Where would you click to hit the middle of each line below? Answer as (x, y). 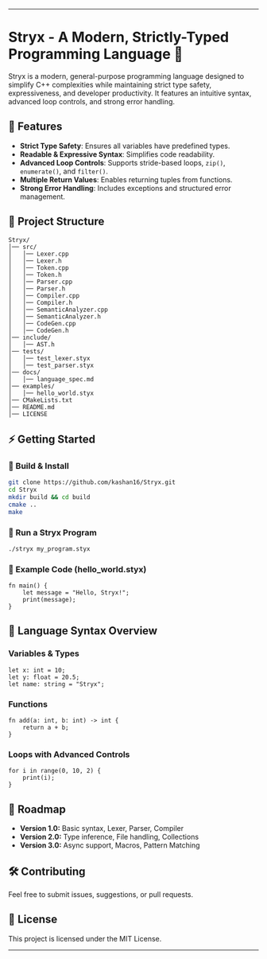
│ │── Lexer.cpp (39, 254)
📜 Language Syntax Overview (83, 631)
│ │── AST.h (32, 344)
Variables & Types (44, 653)
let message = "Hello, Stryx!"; (76, 593)
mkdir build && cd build (49, 497)
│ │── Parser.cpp (41, 282)
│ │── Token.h (35, 275)
